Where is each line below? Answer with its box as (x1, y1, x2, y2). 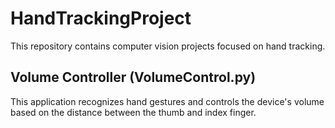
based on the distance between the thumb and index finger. (10, 106, 257, 118)
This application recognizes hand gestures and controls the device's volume (10, 95, 325, 107)
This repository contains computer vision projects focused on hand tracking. (10, 40, 326, 52)
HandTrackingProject (10, 7, 192, 30)
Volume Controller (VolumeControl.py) (10, 69, 257, 86)
